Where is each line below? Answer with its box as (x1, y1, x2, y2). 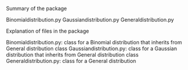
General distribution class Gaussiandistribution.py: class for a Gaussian (6, 45, 177, 52)
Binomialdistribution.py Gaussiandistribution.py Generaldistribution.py (6, 16, 174, 23)
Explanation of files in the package (6, 27, 89, 34)
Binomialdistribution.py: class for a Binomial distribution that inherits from (6, 39, 182, 45)
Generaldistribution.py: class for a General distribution (6, 58, 136, 64)
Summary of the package (6, 5, 67, 12)
